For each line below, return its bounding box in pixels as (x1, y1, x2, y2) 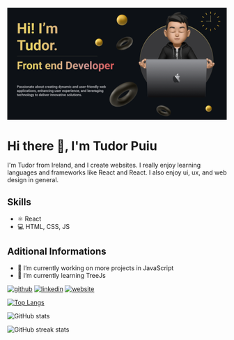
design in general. (7, 176, 59, 184)
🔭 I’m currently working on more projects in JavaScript (17, 263, 174, 272)
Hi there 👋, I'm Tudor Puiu (7, 138, 158, 154)
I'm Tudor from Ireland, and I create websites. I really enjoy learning (7, 161, 201, 170)
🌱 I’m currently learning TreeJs (17, 271, 106, 279)
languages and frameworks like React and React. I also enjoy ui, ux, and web (7, 168, 227, 177)
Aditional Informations (7, 245, 107, 257)
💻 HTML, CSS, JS (17, 223, 70, 231)
